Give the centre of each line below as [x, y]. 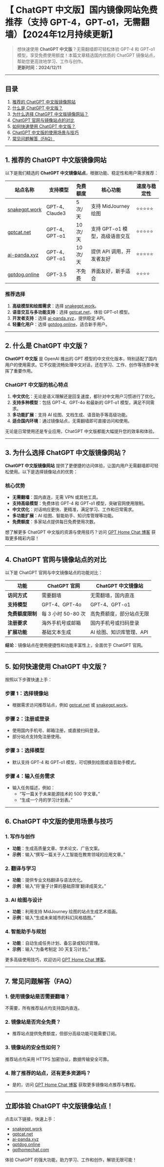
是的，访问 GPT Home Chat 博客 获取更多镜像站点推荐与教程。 [75, 1085]
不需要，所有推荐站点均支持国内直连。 [43, 1008]
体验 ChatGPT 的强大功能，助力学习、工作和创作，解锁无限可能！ [71, 1160]
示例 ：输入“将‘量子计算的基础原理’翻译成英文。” [59, 886]
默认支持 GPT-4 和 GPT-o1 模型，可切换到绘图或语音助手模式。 [75, 762]
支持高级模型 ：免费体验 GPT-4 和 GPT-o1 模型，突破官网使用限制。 [80, 504]
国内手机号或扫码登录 [115, 623]
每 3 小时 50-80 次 [64, 613]
